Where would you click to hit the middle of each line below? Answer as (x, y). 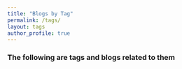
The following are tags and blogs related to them (91, 58)
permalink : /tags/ (34, 20)
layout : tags (26, 26)
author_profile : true (39, 33)
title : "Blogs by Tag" (40, 14)
